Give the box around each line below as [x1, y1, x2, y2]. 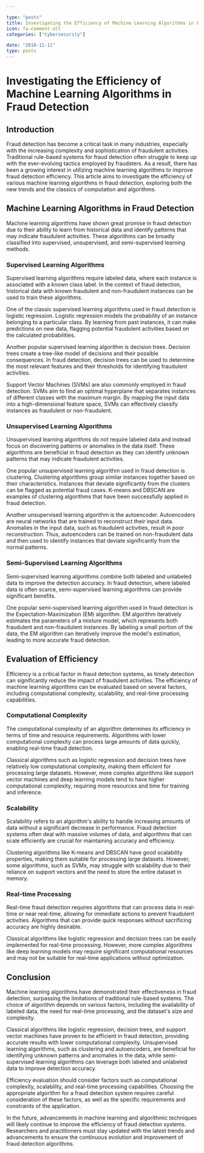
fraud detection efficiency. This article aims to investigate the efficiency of [6, 173, 192, 180]
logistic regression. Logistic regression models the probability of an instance [6, 312, 197, 320]
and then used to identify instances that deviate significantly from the [6, 537, 180, 545]
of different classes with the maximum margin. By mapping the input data [6, 394, 189, 401]
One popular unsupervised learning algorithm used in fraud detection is [6, 467, 185, 474]
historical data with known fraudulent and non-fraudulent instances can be [6, 287, 194, 295]
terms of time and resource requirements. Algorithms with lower [6, 732, 166, 739]
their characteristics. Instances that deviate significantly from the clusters [6, 480, 190, 487]
